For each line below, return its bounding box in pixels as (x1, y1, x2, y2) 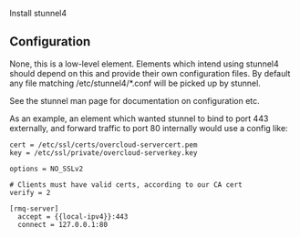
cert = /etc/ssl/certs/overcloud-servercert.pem (9, 140, 198, 149)
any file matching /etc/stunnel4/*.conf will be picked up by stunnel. (9, 77, 262, 88)
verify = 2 (9, 188, 51, 197)
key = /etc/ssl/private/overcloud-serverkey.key (9, 148, 198, 158)
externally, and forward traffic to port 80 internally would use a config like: (9, 122, 289, 133)
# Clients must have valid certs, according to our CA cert (9, 180, 243, 190)
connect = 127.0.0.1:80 (17, 220, 108, 229)
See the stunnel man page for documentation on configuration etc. (9, 95, 260, 106)
